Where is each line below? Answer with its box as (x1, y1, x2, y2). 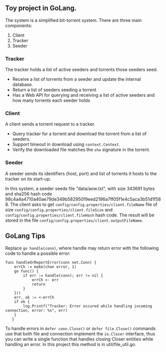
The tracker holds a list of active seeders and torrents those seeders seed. (5, 67, 158, 73)
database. (12, 82, 33, 88)
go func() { (14, 269, 39, 274)
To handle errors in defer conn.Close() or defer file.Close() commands (5, 325, 156, 331)
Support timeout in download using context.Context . (12, 142, 120, 148)
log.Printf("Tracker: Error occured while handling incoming (23, 304, 153, 309)
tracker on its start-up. (5, 176, 51, 181)
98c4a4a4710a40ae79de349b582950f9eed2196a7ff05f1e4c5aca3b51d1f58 (5, 196, 161, 202)
